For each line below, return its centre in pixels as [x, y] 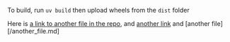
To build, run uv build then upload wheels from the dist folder [98, 10]
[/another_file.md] [34, 31]
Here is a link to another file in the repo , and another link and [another [109, 23]
